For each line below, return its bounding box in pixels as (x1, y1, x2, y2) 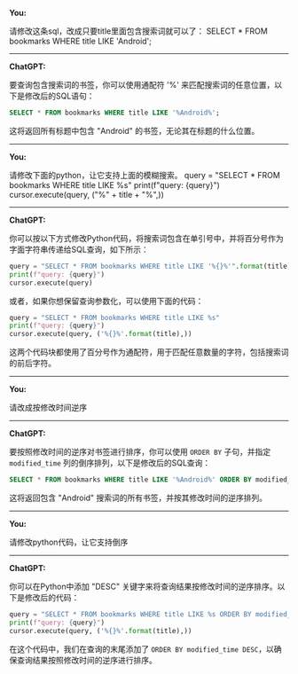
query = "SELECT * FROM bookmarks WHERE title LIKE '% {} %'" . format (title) (9, 262, 292, 270)
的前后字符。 (9, 358, 56, 369)
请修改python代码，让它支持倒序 (9, 537, 129, 547)
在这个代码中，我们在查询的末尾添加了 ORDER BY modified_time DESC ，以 (9, 643, 275, 654)
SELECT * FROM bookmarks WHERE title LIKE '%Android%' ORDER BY (9, 475, 252, 484)
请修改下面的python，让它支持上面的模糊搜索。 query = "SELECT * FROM (9, 169, 281, 180)
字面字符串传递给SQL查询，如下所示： (9, 244, 149, 255)
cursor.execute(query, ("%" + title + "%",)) (9, 189, 164, 200)
